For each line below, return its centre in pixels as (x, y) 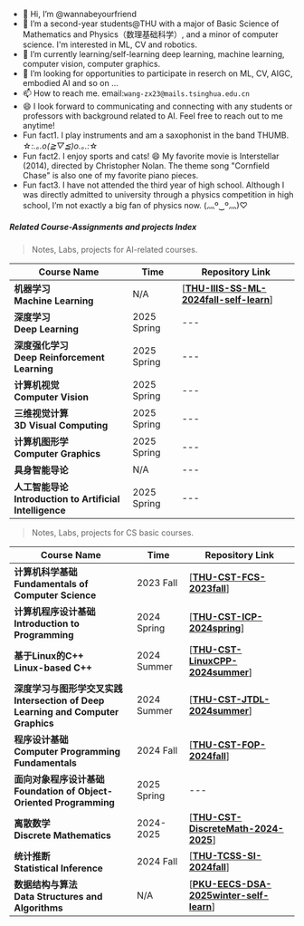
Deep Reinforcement (59, 357)
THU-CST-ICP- (228, 616)
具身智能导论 (42, 469)
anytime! (39, 125)
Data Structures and (58, 896)
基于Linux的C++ (49, 655)
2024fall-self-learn (225, 299)
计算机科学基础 (46, 572)
